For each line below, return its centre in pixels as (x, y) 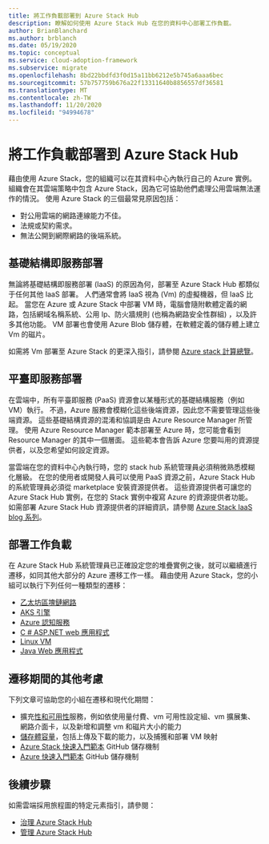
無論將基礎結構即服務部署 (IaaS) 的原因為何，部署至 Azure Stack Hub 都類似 (134, 284)
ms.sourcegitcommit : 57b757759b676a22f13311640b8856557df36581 (116, 83)
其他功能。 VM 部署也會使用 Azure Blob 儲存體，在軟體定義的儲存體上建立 (137, 324)
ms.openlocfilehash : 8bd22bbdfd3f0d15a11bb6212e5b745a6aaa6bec (116, 75)
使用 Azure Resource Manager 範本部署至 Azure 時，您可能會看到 (132, 430)
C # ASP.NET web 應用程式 (64, 632)
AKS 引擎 (35, 612)
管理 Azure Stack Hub (56, 832)
